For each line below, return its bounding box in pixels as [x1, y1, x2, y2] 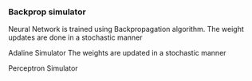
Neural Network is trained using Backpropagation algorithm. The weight [8, 25, 245, 34]
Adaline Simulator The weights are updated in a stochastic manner [8, 48, 226, 58]
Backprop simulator [8, 6, 86, 17]
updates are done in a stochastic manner [8, 33, 143, 42]
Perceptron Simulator [8, 64, 78, 73]
